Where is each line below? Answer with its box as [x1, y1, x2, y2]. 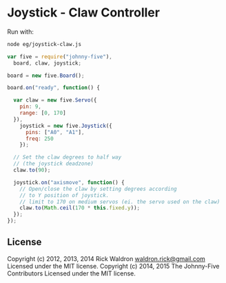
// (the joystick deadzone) [13, 160, 94, 168]
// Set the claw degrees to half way [13, 154, 122, 161]
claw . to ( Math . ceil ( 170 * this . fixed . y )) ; [19, 205, 141, 212]
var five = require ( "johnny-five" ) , [7, 53, 112, 60]
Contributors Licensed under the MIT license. [7, 269, 136, 278]
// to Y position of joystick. [19, 192, 110, 199]
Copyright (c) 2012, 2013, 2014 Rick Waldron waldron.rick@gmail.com [7, 254, 205, 262]
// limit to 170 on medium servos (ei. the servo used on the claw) [19, 198, 220, 205]
